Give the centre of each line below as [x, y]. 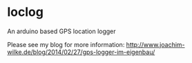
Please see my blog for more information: [66, 44]
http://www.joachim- [155, 44]
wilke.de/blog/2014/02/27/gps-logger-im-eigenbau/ [81, 52]
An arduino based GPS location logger [61, 31]
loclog [25, 12]
